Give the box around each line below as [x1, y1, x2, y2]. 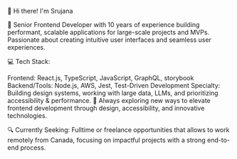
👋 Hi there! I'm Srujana [7, 7, 73, 15]
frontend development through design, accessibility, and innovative [7, 104, 205, 112]
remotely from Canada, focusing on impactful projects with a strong [7, 136, 206, 144]
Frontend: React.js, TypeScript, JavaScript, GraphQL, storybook [7, 74, 194, 82]
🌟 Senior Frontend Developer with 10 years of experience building [7, 21, 200, 28]
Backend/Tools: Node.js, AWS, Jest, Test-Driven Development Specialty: [7, 82, 221, 89]
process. [20, 143, 46, 152]
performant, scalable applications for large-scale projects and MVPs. [7, 28, 210, 36]
